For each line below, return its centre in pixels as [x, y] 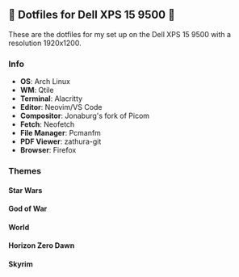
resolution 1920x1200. [45, 43]
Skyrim [21, 264]
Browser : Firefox [48, 150]
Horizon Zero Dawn [42, 246]
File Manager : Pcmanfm [60, 133]
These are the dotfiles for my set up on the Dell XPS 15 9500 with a [120, 34]
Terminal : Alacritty [51, 99]
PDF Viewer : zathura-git [61, 141]
